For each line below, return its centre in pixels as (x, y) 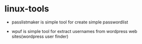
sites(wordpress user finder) (40, 36)
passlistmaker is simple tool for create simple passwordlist (70, 22)
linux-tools (27, 9)
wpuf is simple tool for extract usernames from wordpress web (74, 31)
